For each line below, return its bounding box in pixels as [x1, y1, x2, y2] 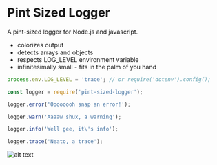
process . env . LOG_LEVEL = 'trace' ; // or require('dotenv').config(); [7, 76, 211, 83]
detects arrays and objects [17, 48, 94, 56]
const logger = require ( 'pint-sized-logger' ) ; [7, 88, 143, 96]
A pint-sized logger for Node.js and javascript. [7, 27, 138, 36]
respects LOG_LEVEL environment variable [17, 55, 139, 63]
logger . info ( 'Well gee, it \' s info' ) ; [7, 126, 118, 133]
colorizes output [17, 41, 64, 49]
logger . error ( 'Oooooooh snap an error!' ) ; [7, 101, 131, 108]
